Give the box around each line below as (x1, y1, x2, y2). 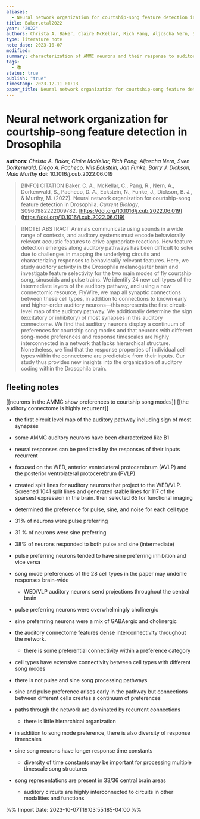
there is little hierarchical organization (23, 717, 116, 725)
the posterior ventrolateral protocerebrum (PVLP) (14, 470, 136, 477)
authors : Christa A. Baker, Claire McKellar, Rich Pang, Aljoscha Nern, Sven (6, 157, 190, 164)
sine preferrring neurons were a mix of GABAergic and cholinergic (14, 617, 177, 625)
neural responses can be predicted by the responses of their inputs (14, 445, 180, 453)
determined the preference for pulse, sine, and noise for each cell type (14, 506, 189, 513)
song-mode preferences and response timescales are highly (20, 333, 170, 340)
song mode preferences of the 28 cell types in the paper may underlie (14, 570, 187, 577)
